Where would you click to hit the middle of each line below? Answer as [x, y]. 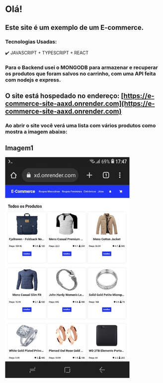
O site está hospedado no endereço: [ [65, 96]
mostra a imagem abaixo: [36, 132]
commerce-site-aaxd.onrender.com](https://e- [80, 104]
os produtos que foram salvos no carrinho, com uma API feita [81, 74]
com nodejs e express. [33, 79]
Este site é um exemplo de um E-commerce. [75, 28]
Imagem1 [19, 148]
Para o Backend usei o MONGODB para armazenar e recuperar [81, 67]
